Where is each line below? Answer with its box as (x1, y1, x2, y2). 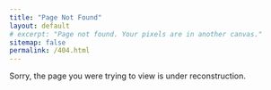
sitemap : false (9, 37, 66, 47)
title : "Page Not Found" (9, 12, 102, 22)
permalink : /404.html (9, 46, 91, 55)
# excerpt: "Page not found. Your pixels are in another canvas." (9, 29, 263, 38)
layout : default (9, 21, 70, 30)
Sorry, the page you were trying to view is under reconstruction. (9, 70, 247, 81)
